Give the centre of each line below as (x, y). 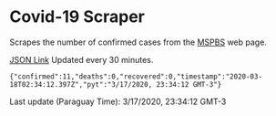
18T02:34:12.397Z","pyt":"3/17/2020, (81, 84)
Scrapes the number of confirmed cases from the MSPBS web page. (138, 42)
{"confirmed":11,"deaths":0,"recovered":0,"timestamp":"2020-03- (136, 76)
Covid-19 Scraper (77, 17)
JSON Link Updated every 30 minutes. (82, 59)
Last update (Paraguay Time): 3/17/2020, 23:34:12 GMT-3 (118, 101)
